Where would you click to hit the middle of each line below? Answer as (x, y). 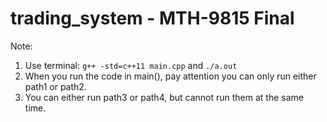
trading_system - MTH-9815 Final (152, 18)
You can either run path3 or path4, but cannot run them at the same (164, 97)
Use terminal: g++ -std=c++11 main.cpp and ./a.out (131, 65)
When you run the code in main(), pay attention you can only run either (170, 76)
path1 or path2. (55, 86)
